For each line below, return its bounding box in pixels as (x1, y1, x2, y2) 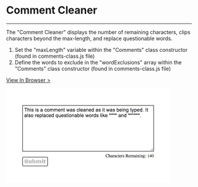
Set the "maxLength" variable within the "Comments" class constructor (14, 46, 188, 53)
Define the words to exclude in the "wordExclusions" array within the (14, 58, 182, 65)
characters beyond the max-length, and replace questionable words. (6, 35, 173, 42)
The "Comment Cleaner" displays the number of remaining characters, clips (6, 28, 190, 35)
